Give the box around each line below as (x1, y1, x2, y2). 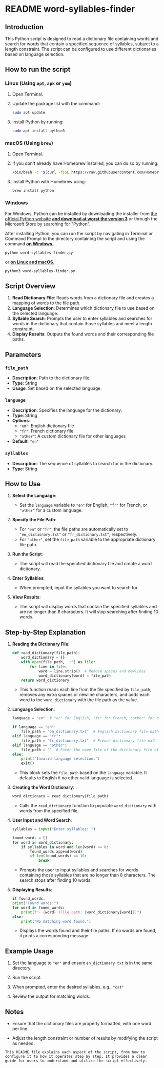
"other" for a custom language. (19, 507, 83, 513)
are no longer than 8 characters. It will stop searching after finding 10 (19, 609, 159, 615)
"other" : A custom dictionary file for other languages (19, 433, 126, 439)
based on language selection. (5, 51, 64, 57)
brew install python (12, 188, 54, 193)
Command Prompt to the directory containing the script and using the (5, 236, 145, 241)
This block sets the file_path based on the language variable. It (19, 770, 147, 776)
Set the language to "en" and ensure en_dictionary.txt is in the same (12, 960, 153, 966)
